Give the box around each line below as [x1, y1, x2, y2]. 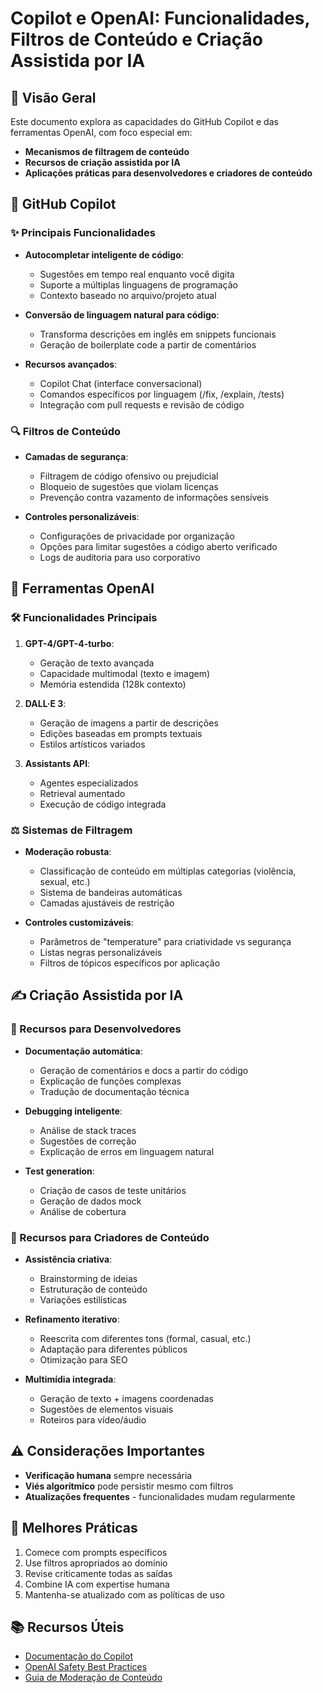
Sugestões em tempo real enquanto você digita [39, 268, 235, 280]
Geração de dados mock [39, 1195, 142, 1207]
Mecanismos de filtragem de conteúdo [24, 146, 190, 157]
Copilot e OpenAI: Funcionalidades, [10, 7, 311, 30]
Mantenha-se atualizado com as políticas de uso [24, 1588, 225, 1601]
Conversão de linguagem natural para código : [24, 308, 220, 321]
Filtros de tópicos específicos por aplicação [39, 957, 221, 969]
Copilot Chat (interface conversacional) [39, 377, 203, 389]
